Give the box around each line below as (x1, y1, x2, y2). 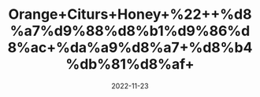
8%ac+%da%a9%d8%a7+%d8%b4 (7, 39, 253, 56)
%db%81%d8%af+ (65, 56, 195, 74)
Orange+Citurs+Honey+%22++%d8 (8, 5, 252, 23)
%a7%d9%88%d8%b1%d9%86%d (9, 22, 251, 40)
